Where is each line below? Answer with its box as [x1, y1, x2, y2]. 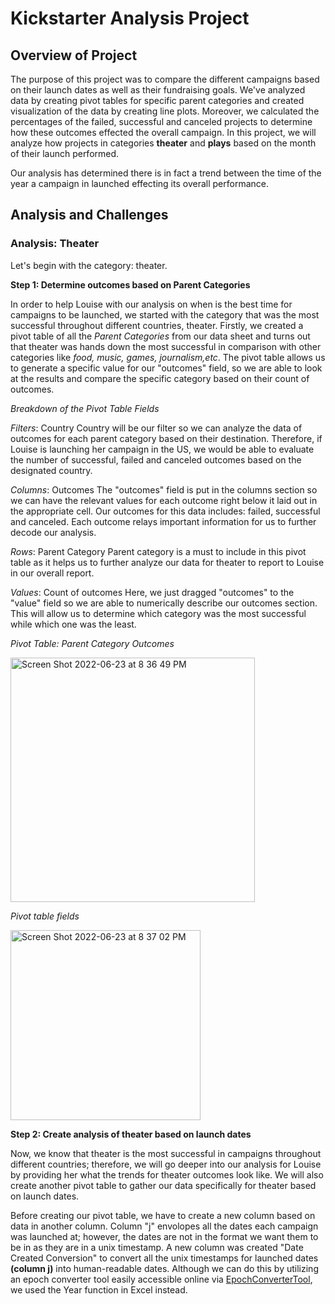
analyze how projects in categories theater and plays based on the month [10, 137, 317, 149]
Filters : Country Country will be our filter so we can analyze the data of [10, 422, 303, 434]
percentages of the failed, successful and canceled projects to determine [10, 116, 313, 127]
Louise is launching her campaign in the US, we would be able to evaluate [10, 443, 315, 455]
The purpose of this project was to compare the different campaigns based [10, 73, 320, 85]
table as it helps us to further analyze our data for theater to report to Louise [10, 556, 325, 568]
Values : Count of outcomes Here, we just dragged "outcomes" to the [10, 586, 295, 598]
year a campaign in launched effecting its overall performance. [10, 178, 269, 189]
